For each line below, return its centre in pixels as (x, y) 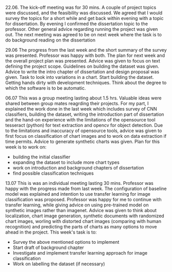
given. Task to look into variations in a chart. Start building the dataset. (80, 77)
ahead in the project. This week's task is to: (51, 232)
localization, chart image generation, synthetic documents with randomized (85, 216)
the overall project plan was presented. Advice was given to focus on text (83, 61)
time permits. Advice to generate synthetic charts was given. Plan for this (83, 141)
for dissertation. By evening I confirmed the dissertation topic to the (77, 24)
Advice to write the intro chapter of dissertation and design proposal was (82, 72)
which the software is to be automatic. (46, 88)
